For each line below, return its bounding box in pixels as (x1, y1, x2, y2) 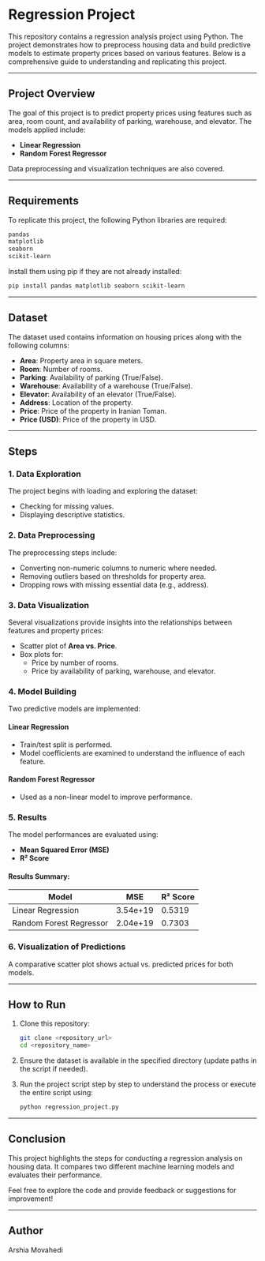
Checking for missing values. (19, 501, 114, 511)
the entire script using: (19, 1088, 93, 1098)
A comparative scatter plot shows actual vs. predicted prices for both (8, 959, 233, 969)
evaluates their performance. (8, 1170, 103, 1180)
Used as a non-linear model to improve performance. (19, 792, 193, 801)
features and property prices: (8, 626, 104, 636)
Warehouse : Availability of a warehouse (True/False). (19, 381, 193, 390)
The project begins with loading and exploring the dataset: (8, 486, 199, 496)
